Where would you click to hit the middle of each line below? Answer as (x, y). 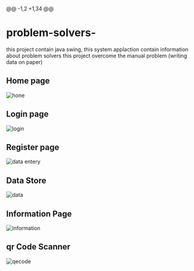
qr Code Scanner (38, 247)
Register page (33, 147)
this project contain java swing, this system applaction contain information (97, 49)
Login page (27, 114)
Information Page (39, 214)
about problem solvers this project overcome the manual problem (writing (97, 56)
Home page (28, 81)
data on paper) (24, 62)
